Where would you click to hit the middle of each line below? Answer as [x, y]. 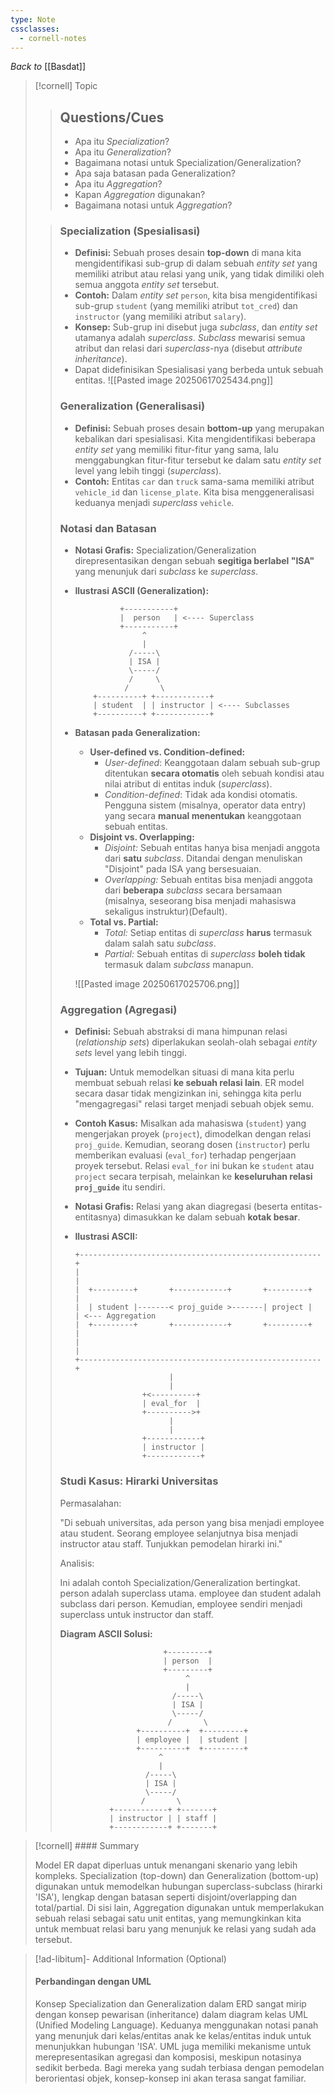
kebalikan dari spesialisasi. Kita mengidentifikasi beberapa [195, 438]
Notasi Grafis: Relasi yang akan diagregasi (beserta [181, 1207]
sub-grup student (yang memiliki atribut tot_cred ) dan [186, 306]
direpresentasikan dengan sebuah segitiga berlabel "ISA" [194, 561]
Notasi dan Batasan [108, 528]
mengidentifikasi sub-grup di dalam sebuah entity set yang [196, 263]
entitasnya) [98, 1217]
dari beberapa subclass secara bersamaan [193, 890]
